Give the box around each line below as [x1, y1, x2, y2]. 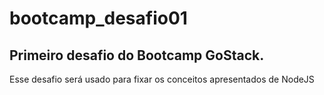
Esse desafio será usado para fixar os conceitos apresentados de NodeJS [9, 73, 315, 85]
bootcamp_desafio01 [9, 7, 188, 30]
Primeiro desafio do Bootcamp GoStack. [9, 47, 265, 64]
